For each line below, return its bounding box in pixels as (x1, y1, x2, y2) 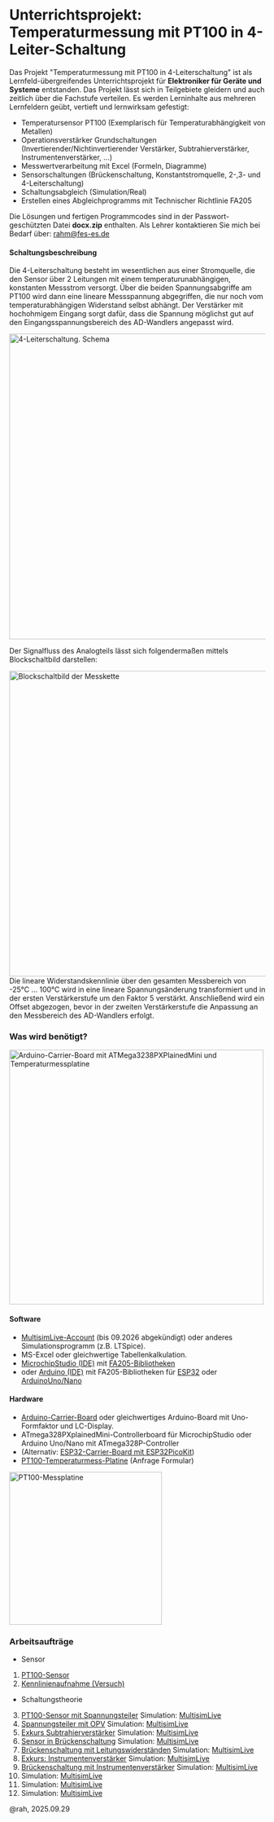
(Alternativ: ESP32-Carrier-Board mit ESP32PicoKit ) (20, 1446, 195, 1456)
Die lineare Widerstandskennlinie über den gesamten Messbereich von (9, 976, 246, 986)
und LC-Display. (60, 1420, 115, 1431)
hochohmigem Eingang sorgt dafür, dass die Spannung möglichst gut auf (9, 309, 254, 319)
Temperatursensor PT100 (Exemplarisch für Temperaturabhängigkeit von (20, 117, 266, 127)
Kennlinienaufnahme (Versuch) (20, 1679, 125, 1688)
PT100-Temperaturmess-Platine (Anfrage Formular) (20, 1455, 194, 1465)
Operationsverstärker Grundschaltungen (20, 134, 157, 144)
